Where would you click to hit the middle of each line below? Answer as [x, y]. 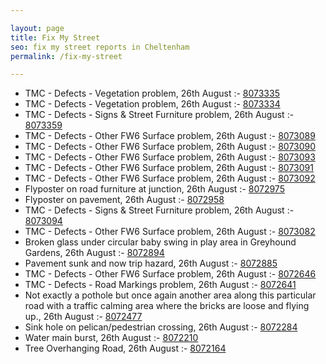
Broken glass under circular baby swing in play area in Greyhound [160, 242]
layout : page [37, 28]
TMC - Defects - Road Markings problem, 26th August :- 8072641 [160, 285]
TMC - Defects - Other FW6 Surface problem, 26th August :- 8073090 [170, 147]
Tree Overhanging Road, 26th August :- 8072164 [125, 348]
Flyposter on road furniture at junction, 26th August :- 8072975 [154, 189]
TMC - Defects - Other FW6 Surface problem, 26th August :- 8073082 [170, 232]
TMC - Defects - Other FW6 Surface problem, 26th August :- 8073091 [169, 168]
